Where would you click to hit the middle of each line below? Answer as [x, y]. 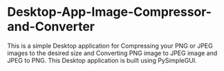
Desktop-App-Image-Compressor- [110, 12]
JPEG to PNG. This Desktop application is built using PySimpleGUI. [102, 60]
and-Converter [51, 27]
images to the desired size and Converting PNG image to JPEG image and [112, 53]
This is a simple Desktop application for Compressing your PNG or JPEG [110, 45]
